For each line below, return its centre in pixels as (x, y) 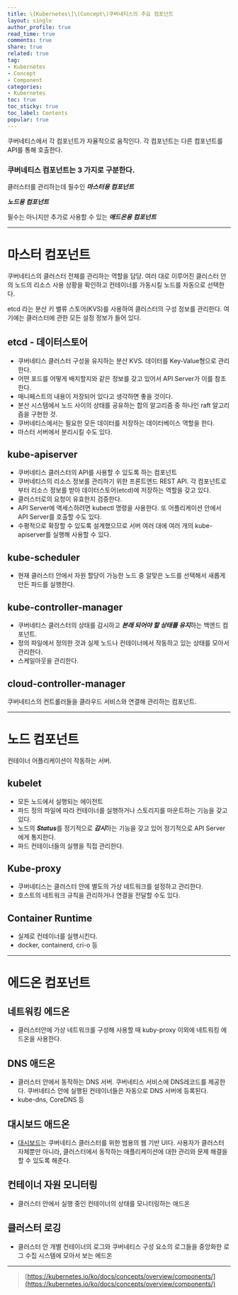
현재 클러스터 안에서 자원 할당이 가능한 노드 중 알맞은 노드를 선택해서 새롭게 (121, 576)
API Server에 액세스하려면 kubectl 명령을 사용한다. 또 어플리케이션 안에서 (119, 508)
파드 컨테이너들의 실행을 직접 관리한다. (70, 846)
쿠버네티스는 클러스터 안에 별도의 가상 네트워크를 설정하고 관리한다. (110, 886)
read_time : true (31, 34)
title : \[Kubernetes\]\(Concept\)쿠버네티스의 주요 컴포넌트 (90, 14)
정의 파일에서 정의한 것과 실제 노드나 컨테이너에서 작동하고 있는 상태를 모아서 (124, 643)
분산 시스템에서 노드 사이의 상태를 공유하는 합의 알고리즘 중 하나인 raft (114, 405)
